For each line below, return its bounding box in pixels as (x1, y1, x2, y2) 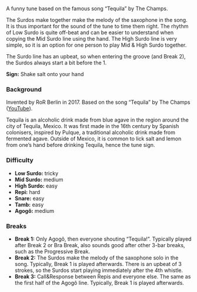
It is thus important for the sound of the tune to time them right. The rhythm (6, 23, 189, 29)
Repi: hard (14, 188, 41, 195)
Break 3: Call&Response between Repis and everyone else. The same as (14, 273, 191, 280)
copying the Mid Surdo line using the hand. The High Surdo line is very (6, 35, 178, 42)
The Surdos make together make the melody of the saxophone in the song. (6, 17, 188, 23)
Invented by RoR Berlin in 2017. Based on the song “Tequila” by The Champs (6, 99, 191, 106)
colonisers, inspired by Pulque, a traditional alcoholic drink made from (6, 129, 175, 136)
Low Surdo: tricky (14, 169, 59, 176)
